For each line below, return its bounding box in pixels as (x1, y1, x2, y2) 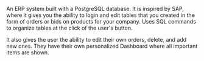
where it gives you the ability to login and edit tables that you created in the (6, 11, 195, 19)
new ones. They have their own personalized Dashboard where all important (6, 42, 198, 50)
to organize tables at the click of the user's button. (6, 24, 133, 31)
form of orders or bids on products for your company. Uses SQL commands (6, 18, 197, 25)
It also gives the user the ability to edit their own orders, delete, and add (6, 36, 187, 43)
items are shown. (6, 49, 50, 56)
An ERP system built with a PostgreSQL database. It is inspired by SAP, (6, 5, 184, 12)
